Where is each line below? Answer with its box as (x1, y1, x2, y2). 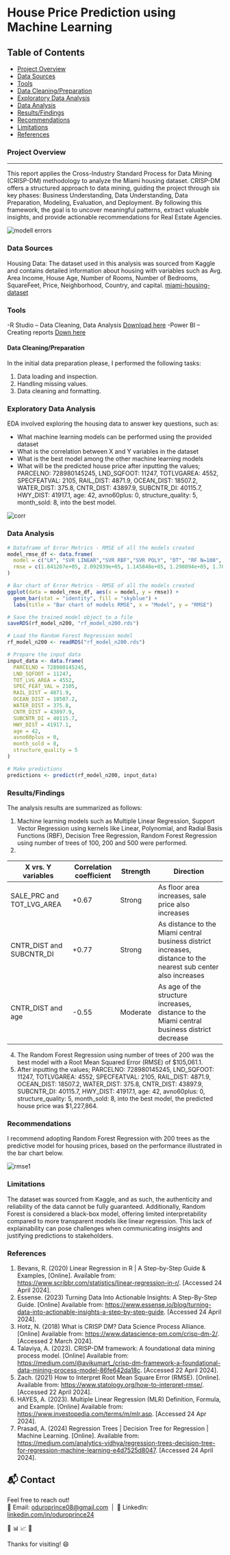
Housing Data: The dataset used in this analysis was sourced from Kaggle (7, 259, 216, 267)
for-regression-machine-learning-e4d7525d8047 (16, 1446, 156, 1454)
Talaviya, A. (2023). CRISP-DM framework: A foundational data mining (16, 1344, 216, 1352)
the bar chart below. (7, 1149, 64, 1158)
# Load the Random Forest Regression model (7, 633, 133, 639)
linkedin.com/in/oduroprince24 (7, 1510, 94, 1519)
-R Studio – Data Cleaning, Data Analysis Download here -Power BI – (7, 321, 201, 329)
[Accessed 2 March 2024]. (16, 1336, 94, 1345)
